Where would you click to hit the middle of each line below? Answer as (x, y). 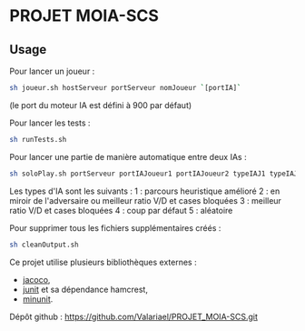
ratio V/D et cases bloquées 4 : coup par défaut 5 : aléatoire (121, 210)
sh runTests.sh (38, 139)
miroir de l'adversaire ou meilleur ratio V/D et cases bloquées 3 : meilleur (145, 200)
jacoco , (36, 279)
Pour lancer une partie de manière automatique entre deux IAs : (128, 156)
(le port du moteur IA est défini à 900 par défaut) (101, 105)
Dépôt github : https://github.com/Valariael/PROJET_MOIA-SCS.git (134, 316)
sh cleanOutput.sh (44, 245)
